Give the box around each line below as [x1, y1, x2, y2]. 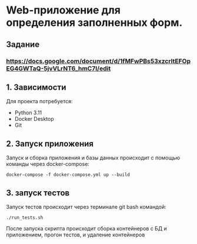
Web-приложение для [6, 4, 121, 17]
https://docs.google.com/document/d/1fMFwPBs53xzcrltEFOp [6, 57, 191, 65]
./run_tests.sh [6, 215, 44, 221]
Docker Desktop [14, 116, 54, 123]
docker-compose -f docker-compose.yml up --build [6, 172, 131, 178]
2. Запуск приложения [6, 138, 94, 148]
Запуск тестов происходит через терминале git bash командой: [6, 203, 166, 210]
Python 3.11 [14, 109, 42, 116]
